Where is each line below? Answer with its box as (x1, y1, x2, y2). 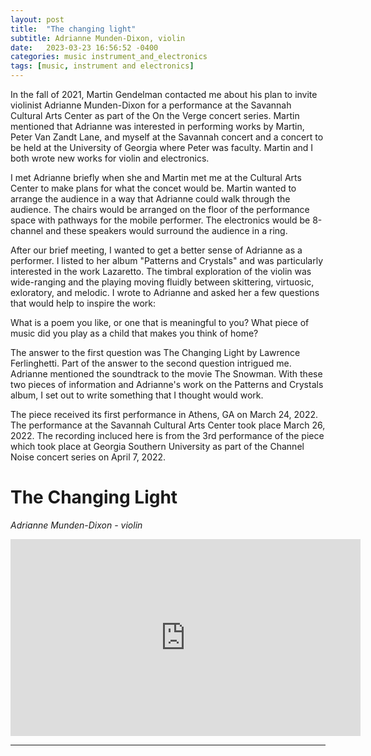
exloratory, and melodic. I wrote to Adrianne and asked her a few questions (10, 287, 320, 298)
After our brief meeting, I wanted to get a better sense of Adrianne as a (10, 244, 303, 256)
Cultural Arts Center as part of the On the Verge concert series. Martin (10, 110, 300, 121)
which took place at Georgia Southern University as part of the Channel (10, 441, 305, 452)
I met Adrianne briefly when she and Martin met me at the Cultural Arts (10, 172, 302, 183)
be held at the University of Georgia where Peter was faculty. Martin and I (10, 142, 314, 153)
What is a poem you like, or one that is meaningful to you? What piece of (10, 317, 310, 328)
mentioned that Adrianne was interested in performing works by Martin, (10, 121, 305, 132)
